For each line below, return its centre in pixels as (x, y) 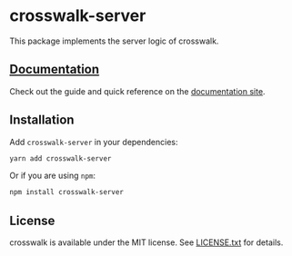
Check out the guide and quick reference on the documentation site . (137, 91)
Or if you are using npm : (53, 176)
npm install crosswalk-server (67, 192)
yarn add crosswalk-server (60, 158)
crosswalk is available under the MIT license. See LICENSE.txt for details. (146, 242)
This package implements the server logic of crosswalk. (114, 41)
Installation (42, 120)
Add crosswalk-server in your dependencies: (94, 142)
